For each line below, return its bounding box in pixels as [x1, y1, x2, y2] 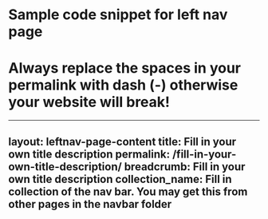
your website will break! [8, 94, 170, 111]
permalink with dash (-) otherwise [8, 76, 238, 94]
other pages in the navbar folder [8, 197, 172, 211]
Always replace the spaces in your [8, 59, 242, 78]
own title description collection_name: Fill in [8, 172, 233, 185]
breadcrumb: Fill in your [124, 160, 246, 173]
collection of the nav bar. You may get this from [8, 185, 248, 198]
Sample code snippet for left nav [8, 6, 228, 24]
